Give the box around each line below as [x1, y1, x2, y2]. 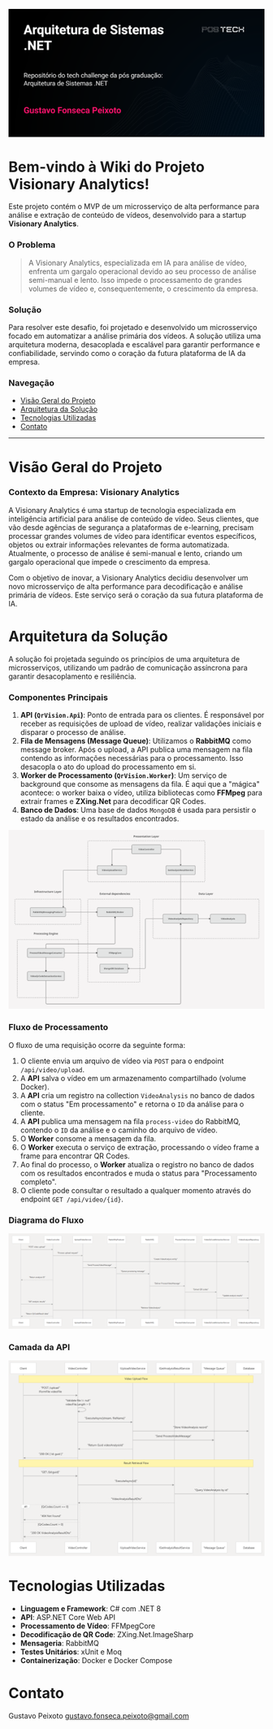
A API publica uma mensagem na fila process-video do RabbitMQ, [19, 1116, 241, 1126]
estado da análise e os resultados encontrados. [19, 814, 180, 823]
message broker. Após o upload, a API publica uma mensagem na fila [19, 745, 253, 754]
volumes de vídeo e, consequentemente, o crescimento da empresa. [28, 284, 258, 293]
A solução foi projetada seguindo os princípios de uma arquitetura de [8, 654, 240, 663]
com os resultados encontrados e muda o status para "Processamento [19, 1168, 258, 1178]
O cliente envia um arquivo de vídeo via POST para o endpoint [19, 1056, 224, 1066]
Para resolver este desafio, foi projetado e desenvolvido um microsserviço [8, 323, 258, 332]
